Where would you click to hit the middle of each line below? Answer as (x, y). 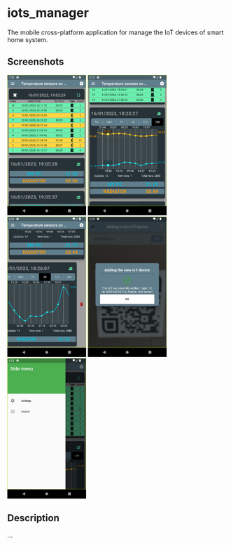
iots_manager (48, 13)
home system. (28, 39)
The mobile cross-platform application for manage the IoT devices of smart (115, 32)
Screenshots (36, 62)
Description (33, 518)
